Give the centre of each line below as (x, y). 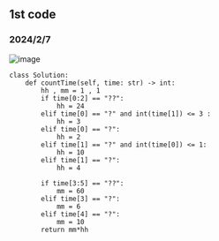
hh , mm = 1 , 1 (71, 90)
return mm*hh (65, 230)
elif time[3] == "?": (81, 199)
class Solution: (39, 75)
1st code (33, 15)
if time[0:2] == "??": (83, 98)
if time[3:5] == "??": (83, 183)
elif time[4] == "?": (81, 214)
